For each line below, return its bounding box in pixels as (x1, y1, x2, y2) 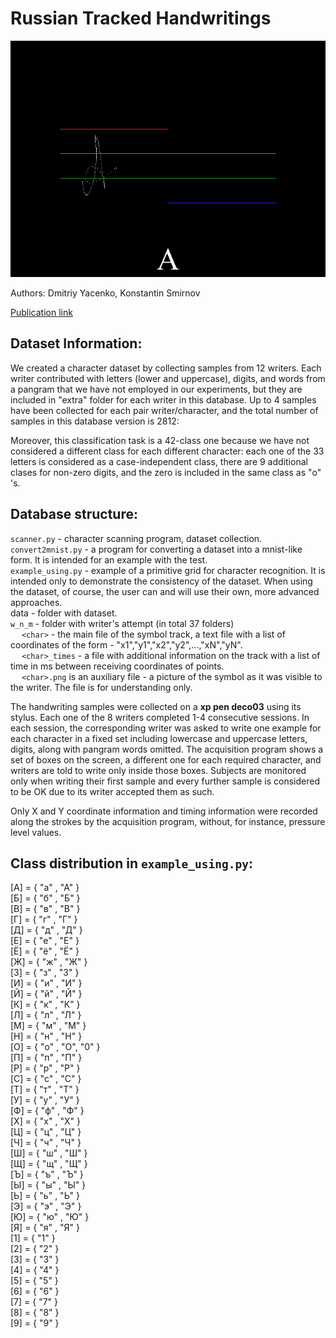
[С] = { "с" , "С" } (10, 1073, 82, 1085)
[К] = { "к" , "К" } (10, 998, 81, 1011)
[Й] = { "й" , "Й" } (10, 988, 83, 1000)
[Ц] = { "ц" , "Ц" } (10, 1126, 82, 1138)
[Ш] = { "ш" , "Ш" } (10, 1147, 88, 1159)
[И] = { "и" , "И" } (10, 977, 83, 989)
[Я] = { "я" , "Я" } (10, 1222, 80, 1234)
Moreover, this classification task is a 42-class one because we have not (10, 434, 310, 446)
